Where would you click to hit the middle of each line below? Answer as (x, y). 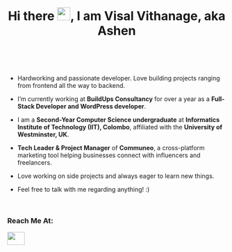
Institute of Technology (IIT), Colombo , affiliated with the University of (120, 127)
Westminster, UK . (43, 134)
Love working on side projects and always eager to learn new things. (116, 176)
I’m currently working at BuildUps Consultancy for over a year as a (114, 99)
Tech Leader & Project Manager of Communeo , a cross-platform (111, 147)
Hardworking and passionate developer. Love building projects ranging (118, 78)
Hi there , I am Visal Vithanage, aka (117, 16)
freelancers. (34, 162)
